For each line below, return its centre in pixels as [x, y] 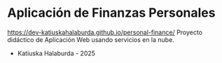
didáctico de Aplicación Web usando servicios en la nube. [91, 39]
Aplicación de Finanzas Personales [111, 13]
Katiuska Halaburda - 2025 [56, 53]
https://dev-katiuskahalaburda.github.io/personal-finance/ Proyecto [105, 32]
